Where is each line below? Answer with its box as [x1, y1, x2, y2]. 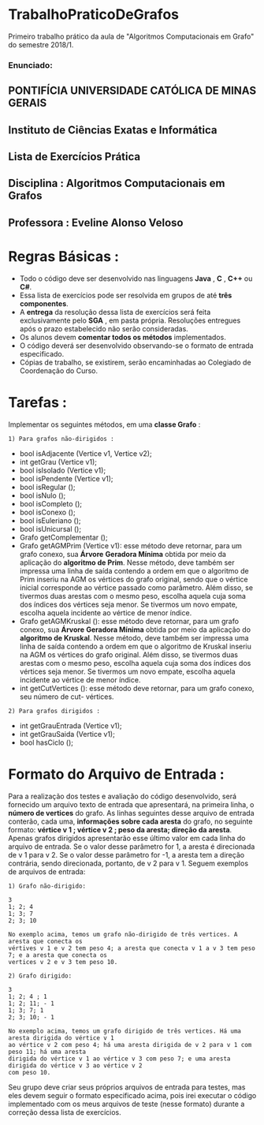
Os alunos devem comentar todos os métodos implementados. [19, 332, 226, 342]
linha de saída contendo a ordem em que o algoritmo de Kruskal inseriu [19, 641, 252, 651]
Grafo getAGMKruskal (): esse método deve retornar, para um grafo [19, 616, 239, 626]
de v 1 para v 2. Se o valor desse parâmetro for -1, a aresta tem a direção [8, 850, 245, 859]
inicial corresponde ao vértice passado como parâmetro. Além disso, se [19, 582, 254, 592]
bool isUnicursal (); [19, 524, 81, 533]
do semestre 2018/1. [8, 39, 74, 49]
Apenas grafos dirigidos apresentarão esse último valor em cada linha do [8, 833, 246, 843]
